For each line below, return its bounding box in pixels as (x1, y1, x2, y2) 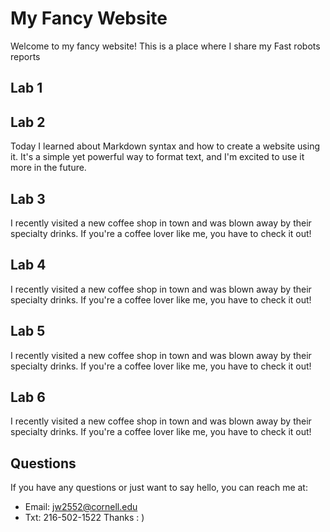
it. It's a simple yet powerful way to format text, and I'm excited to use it (10, 151, 305, 163)
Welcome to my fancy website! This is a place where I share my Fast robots (10, 40, 321, 52)
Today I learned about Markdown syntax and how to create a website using (10, 140, 320, 152)
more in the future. (10, 162, 87, 174)
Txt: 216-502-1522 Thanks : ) (24, 512, 145, 524)
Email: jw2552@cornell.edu (24, 501, 138, 513)
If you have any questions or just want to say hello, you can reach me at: (10, 482, 308, 494)
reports (10, 50, 41, 62)
